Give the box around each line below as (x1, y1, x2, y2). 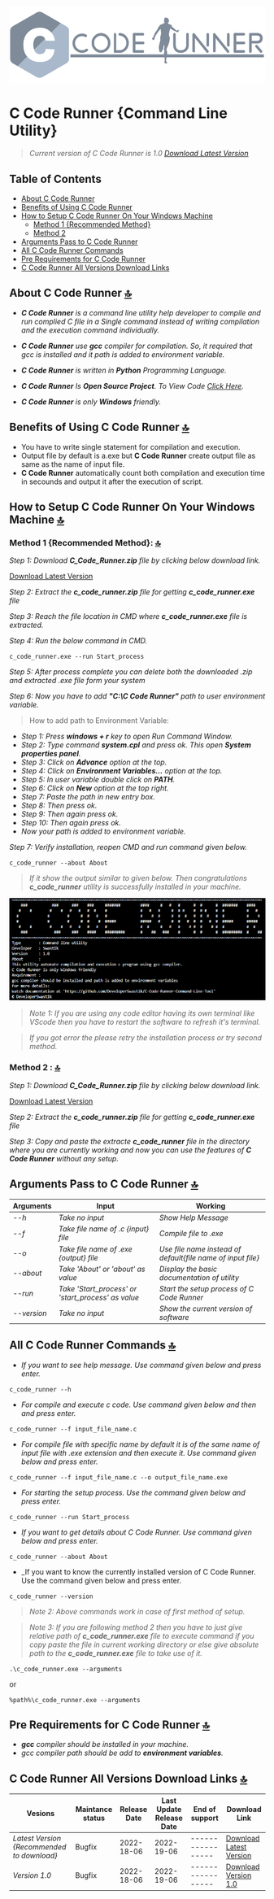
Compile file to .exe (159, 1228, 224, 1238)
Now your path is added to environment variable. (20, 826, 186, 836)
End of (193, 1804, 216, 1814)
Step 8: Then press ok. (20, 800, 98, 811)
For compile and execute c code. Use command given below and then (20, 1400, 257, 1409)
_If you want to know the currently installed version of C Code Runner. (20, 1566, 256, 1576)
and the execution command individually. (20, 324, 159, 335)
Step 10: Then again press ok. (20, 818, 121, 828)
